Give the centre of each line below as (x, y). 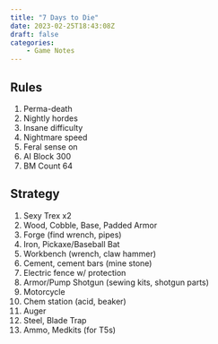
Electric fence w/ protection (74, 272)
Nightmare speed (55, 137)
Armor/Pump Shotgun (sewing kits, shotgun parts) (116, 282)
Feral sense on (51, 146)
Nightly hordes (51, 118)
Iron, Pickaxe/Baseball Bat (71, 244)
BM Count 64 (48, 166)
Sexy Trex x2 (47, 215)
